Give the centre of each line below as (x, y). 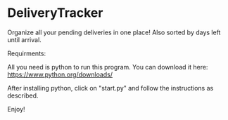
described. (23, 95)
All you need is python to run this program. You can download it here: (108, 67)
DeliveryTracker (55, 13)
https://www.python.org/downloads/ (60, 74)
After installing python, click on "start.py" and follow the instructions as (110, 88)
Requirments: (27, 53)
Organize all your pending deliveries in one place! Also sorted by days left (114, 32)
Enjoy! (17, 109)
